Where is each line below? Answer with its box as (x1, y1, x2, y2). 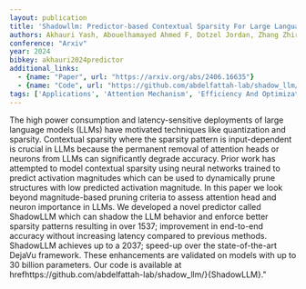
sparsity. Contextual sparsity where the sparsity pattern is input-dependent (9, 134, 292, 144)
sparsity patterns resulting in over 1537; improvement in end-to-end (9, 220, 264, 232)
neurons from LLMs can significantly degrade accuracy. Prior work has (9, 153, 276, 164)
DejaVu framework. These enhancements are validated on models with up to (9, 249, 297, 260)
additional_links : (9, 65, 79, 74)
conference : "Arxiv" (9, 38, 88, 48)
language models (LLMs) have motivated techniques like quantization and (9, 124, 287, 135)
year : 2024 (9, 47, 51, 56)
